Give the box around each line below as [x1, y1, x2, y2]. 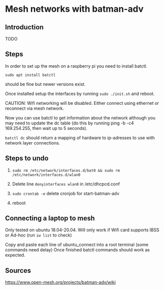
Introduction [5, 23, 44, 31]
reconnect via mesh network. [5, 105, 64, 111]
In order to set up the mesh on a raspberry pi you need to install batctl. [5, 63, 148, 69]
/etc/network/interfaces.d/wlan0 [12, 172, 81, 177]
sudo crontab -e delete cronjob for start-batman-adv [12, 190, 119, 196]
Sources [5, 266, 31, 275]
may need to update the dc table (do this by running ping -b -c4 [5, 120, 134, 126]
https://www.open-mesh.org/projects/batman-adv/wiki [5, 279, 116, 285]
